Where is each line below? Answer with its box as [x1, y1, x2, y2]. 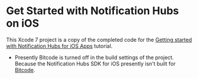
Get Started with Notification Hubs [6, 4, 179, 18]
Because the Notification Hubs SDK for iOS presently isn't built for [14, 60, 176, 67]
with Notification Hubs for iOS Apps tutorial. [6, 42, 113, 50]
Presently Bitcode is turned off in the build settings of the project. [14, 54, 174, 61]
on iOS [6, 17, 40, 30]
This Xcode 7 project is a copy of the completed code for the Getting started [6, 36, 192, 43]
